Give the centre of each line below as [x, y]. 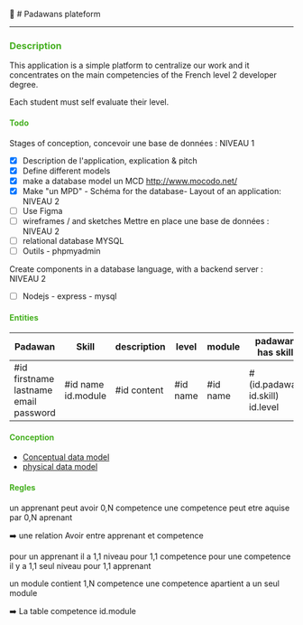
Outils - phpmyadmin [61, 251]
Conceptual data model [66, 457]
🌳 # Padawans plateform [55, 14]
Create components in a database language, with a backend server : [136, 269]
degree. [24, 85]
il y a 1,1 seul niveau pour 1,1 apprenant [80, 565]
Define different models [66, 171]
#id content [139, 390]
